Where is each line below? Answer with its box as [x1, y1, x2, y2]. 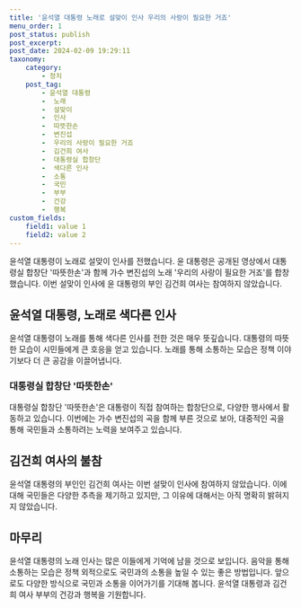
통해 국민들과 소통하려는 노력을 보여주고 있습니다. [9, 424, 182, 436]
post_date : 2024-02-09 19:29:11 [9, 47, 130, 56]
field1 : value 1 [25, 222, 87, 231]
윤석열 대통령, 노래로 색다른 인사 [9, 307, 177, 322]
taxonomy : [9, 55, 47, 64]
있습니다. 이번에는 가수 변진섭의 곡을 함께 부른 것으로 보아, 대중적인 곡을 [32, 413, 285, 424]
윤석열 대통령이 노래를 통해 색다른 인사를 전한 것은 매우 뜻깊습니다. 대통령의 [9, 333, 273, 344]
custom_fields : [9, 213, 66, 223]
